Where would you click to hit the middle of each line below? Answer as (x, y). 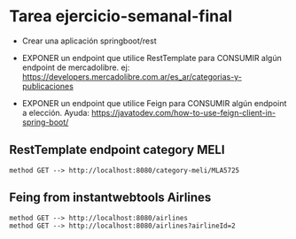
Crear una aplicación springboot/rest (89, 41)
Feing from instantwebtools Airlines (110, 198)
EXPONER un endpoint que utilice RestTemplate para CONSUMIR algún (152, 58)
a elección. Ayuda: (56, 112)
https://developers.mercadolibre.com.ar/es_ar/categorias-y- (132, 76)
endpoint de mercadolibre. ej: (76, 67)
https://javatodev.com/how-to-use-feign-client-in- (184, 112)
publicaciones (47, 86)
